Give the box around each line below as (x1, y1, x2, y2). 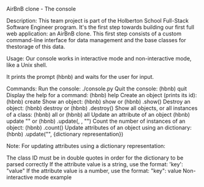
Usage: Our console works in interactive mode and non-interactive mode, (6, 55, 192, 62)
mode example (34, 174, 72, 181)
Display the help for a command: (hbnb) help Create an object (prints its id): (6, 92, 197, 98)
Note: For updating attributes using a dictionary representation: (6, 142, 165, 149)
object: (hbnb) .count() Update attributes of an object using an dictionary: (6, 124, 192, 131)
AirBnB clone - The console (6, 5, 77, 12)
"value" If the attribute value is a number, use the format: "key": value (6, 167, 182, 174)
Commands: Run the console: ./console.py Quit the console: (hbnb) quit (6, 85, 187, 92)
